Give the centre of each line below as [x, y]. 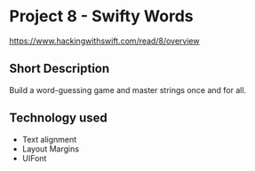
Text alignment [49, 139]
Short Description [60, 69]
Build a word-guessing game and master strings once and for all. [128, 89]
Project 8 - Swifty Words [101, 16]
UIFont [34, 158]
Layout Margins [51, 149]
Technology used [59, 118]
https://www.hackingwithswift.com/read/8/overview [104, 41]
